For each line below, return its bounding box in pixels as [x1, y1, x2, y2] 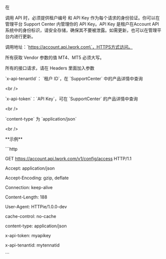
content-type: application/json [5, 223, 67, 229]
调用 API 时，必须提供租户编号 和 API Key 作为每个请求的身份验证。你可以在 [5, 15, 160, 21]
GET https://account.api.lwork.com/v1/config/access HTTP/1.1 [5, 156, 132, 161]
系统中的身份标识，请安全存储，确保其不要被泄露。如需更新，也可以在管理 [5, 27, 157, 33]
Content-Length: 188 [5, 194, 48, 200]
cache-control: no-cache [5, 213, 56, 219]
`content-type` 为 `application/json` [5, 116, 77, 122]
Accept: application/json [5, 165, 55, 171]
